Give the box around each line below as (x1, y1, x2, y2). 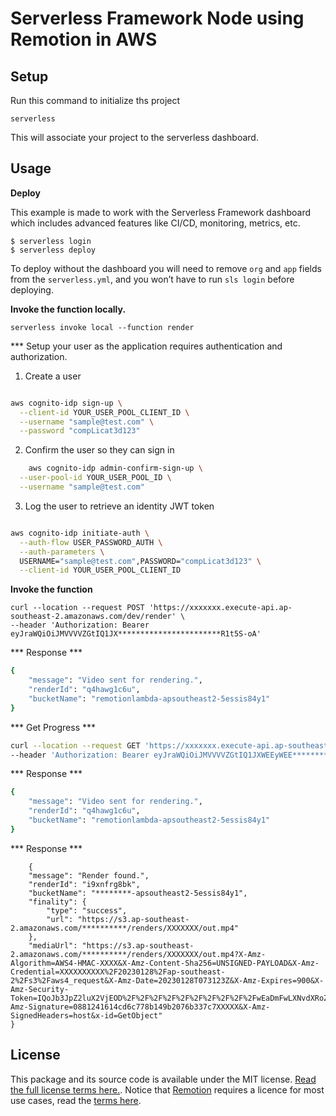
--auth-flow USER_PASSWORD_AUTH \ (19, 537, 163, 547)
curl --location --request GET (10, 740, 141, 751)
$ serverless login (10, 236, 92, 246)
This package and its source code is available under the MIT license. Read (10, 1073, 317, 1085)
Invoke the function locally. (10, 303, 127, 315)
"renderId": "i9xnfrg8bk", (28, 879, 141, 889)
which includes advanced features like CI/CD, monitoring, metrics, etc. (10, 217, 301, 229)
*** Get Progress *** (10, 721, 97, 733)
